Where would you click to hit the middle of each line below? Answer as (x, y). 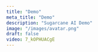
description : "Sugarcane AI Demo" (50, 23)
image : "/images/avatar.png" (43, 28)
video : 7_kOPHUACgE (31, 39)
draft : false (23, 34)
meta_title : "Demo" (31, 17)
